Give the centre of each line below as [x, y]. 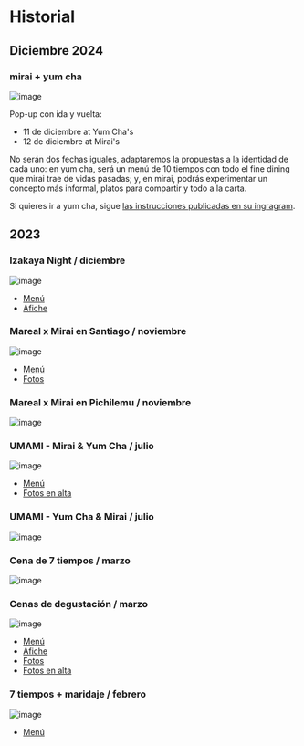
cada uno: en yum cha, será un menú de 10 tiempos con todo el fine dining [150, 168]
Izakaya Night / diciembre [68, 260]
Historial [42, 17]
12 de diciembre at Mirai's [71, 141]
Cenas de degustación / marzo [79, 604]
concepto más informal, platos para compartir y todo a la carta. [128, 188]
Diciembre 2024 [56, 51]
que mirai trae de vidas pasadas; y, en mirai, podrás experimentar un [139, 178]
